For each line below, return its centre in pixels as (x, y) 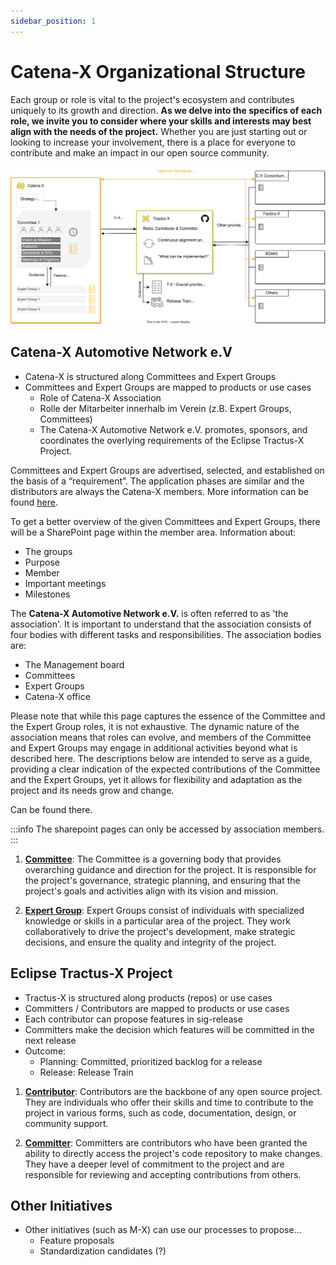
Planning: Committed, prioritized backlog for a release (151, 1061)
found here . (34, 502)
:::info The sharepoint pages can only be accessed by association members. (167, 829)
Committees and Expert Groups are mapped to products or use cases (168, 387)
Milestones (47, 594)
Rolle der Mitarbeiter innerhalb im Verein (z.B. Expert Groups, (165, 408)
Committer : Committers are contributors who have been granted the (166, 1142)
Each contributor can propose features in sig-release (133, 1019)
